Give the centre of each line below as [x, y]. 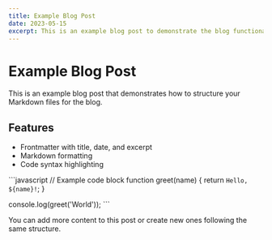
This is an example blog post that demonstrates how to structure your [124, 93]
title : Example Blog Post [52, 16]
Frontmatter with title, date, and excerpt [86, 148]
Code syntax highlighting [62, 165]
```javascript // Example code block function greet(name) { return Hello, [128, 180]
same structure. [35, 229]
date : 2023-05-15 [38, 24]
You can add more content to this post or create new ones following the [128, 221]
